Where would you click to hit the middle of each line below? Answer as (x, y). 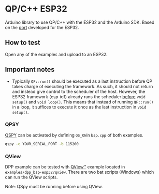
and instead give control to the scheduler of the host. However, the (79, 91)
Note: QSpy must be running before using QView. (54, 187)
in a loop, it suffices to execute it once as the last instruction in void (79, 107)
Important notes (30, 69)
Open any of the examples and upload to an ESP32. (56, 54)
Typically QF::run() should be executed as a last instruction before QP (82, 81)
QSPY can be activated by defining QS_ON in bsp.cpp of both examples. (74, 135)
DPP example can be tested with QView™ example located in (65, 167)
